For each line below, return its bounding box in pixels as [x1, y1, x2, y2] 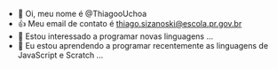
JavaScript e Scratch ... [17, 50, 104, 60]
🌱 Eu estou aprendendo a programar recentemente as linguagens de [17, 41, 269, 50]
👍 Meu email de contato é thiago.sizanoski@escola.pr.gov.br [17, 19, 242, 28]
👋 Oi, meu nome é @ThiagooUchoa [17, 9, 147, 19]
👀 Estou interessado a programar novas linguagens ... [17, 31, 214, 42]
